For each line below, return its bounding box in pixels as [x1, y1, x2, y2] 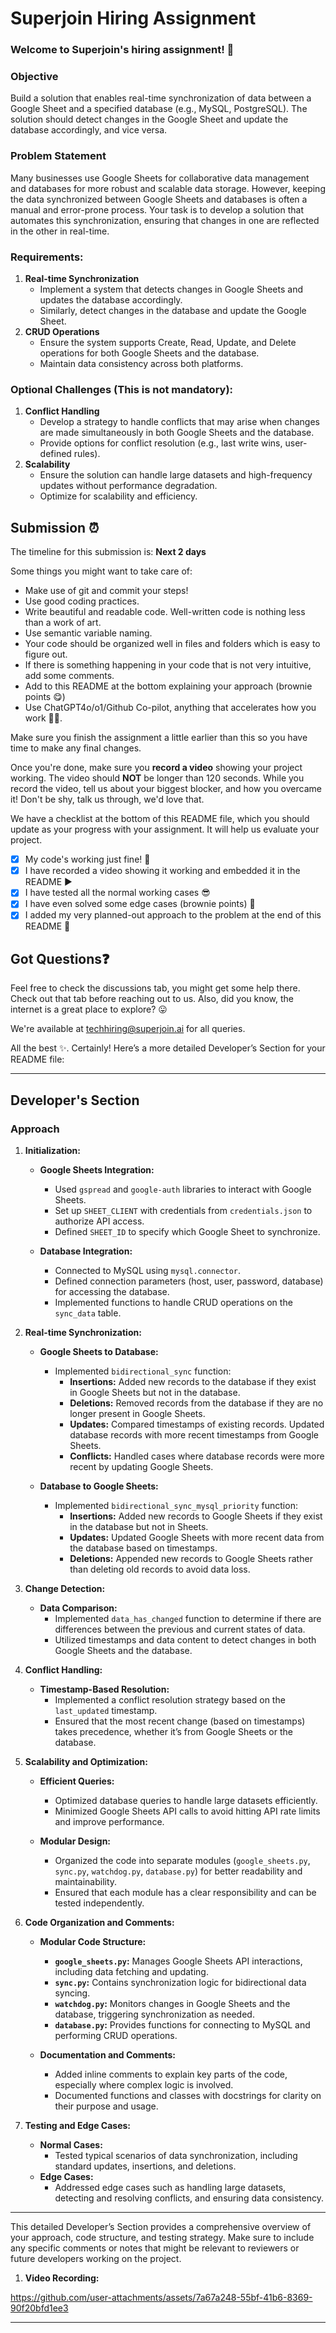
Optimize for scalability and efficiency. [39, 490, 198, 502]
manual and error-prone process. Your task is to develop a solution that [10, 203, 304, 216]
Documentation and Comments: [39, 2048, 177, 2061]
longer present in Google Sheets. [69, 1407, 206, 1419]
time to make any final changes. [10, 742, 142, 754]
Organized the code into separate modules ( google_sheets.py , [54, 1854, 311, 1866]
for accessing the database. [54, 1285, 170, 1297]
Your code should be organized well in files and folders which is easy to [24, 638, 321, 650]
